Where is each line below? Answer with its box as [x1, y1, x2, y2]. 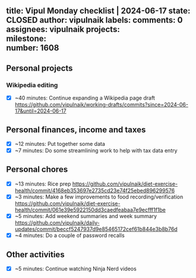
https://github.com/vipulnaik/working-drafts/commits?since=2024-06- [14, 101, 189, 108]
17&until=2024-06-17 [14, 107, 67, 114]
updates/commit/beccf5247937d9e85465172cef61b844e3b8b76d [14, 226, 178, 233]
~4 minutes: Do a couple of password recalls [14, 232, 125, 239]
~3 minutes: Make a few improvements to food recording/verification [14, 193, 184, 200]
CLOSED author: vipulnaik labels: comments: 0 [6, 15, 183, 25]
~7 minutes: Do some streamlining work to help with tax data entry [14, 147, 178, 154]
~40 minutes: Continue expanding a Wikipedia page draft [14, 94, 156, 101]
